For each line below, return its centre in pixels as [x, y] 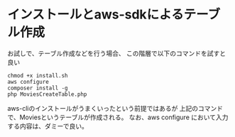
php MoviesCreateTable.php [47, 94]
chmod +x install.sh [38, 75]
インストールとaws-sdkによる [96, 15]
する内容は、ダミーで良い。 [48, 126]
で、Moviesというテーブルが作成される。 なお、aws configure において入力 [118, 117]
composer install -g [38, 88]
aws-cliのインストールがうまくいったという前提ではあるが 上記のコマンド [115, 108]
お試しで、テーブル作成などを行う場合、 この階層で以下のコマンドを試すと [117, 53]
